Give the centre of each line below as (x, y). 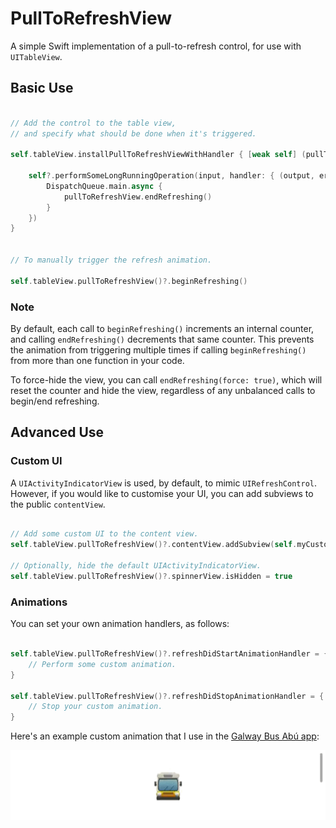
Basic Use (42, 88)
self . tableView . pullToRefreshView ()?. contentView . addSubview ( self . (154, 545)
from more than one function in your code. (97, 360)
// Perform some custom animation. (102, 664)
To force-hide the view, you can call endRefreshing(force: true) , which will (166, 379)
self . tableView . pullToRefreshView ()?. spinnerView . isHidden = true (151, 576)
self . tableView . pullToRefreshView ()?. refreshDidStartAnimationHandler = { (169, 654)
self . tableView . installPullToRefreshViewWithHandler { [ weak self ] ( (158, 155)
